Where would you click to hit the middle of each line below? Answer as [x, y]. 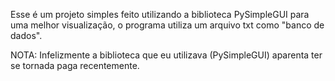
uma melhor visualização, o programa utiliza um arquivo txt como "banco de [167, 25]
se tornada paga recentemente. [75, 65]
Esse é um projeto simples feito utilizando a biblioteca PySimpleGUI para [160, 14]
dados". [26, 35]
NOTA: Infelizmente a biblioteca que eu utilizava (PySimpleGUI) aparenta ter [166, 55]
